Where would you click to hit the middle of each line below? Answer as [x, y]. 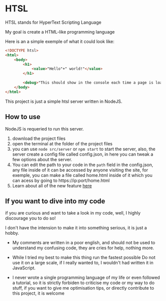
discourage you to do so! [30, 218]
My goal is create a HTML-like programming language [60, 32]
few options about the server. [42, 159]
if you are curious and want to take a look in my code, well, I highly [73, 213]
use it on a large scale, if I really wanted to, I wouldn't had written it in [83, 263]
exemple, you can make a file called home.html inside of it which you [82, 175]
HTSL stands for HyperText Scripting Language [53, 22]
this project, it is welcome [38, 293]
